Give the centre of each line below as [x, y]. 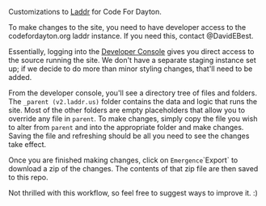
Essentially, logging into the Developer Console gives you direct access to [131, 51]
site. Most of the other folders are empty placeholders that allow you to [127, 110]
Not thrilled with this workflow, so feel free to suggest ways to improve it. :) [133, 193]
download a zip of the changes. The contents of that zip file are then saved [133, 168]
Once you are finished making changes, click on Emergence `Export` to [123, 160]
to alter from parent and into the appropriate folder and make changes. [126, 127]
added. [20, 77]
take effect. [27, 144]
